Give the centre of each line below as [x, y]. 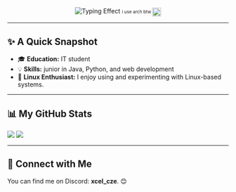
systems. [31, 84]
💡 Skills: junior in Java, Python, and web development [96, 69]
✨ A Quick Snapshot [53, 41]
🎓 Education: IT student [54, 59]
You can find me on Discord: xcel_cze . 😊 [67, 181]
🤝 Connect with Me [50, 164]
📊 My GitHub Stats [50, 114]
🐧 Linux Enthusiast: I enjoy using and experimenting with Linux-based [119, 77]
